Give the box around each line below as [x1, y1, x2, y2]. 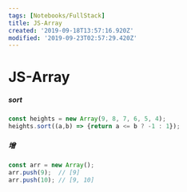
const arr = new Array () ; [8, 161, 94, 170]
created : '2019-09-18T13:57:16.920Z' [8, 26, 134, 34]
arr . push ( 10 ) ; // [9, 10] [8, 176, 94, 184]
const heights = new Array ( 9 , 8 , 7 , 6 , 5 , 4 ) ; [8, 115, 166, 123]
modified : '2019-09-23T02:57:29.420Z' [8, 33, 137, 42]
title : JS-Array [8, 19, 62, 27]
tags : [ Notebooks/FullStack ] [8, 11, 105, 20]
